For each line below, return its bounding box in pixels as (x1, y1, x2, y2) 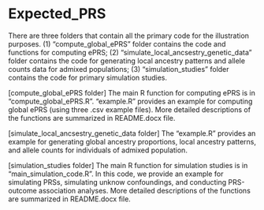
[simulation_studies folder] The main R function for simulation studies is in (8, 160, 248, 170)
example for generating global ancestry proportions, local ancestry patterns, (8, 137, 257, 146)
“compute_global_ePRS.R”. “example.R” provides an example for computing (8, 96, 253, 106)
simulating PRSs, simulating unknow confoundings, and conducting (8, 177, 227, 186)
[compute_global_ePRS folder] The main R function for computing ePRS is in (8, 88, 256, 97)
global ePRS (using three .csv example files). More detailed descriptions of (8, 104, 251, 114)
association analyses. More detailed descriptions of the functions (38, 186, 251, 195)
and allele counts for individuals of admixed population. (8, 145, 188, 155)
